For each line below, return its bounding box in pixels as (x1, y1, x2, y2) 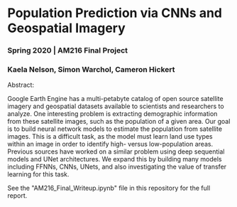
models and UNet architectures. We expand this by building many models (7, 155, 222, 164)
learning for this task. (7, 170, 70, 179)
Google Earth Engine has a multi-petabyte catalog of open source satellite (7, 95, 224, 103)
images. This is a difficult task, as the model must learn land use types (7, 132, 213, 141)
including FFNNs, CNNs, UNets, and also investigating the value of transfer (7, 162, 227, 171)
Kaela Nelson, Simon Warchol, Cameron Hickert (7, 65, 175, 75)
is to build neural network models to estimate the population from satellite (7, 124, 222, 133)
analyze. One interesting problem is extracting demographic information (7, 110, 218, 118)
